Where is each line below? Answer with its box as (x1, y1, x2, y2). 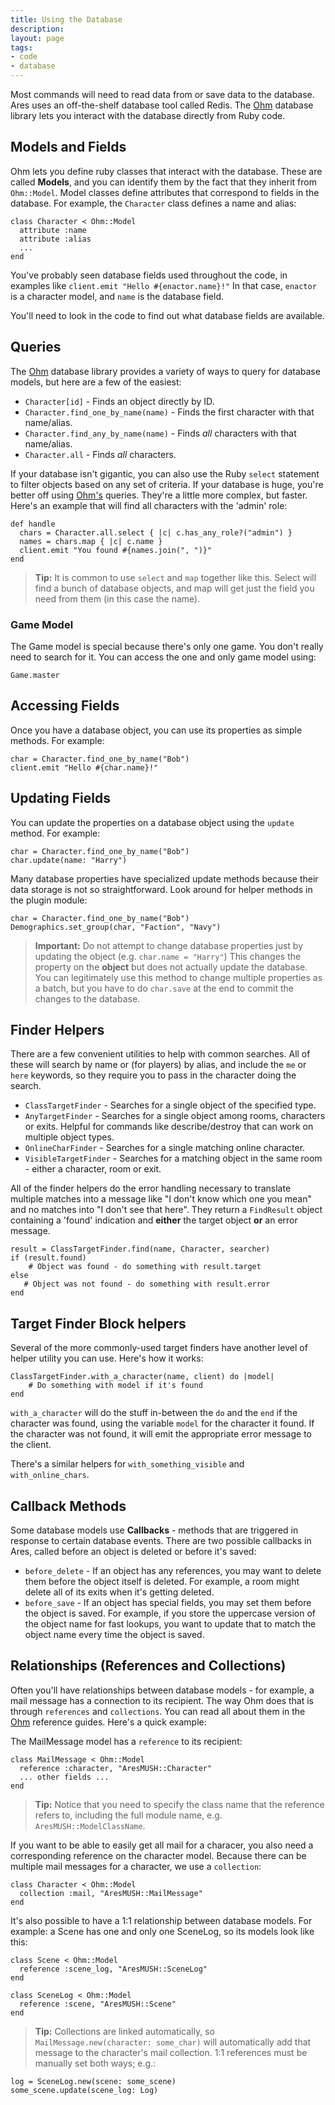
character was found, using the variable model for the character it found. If (10, 1417, 315, 1430)
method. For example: (10, 827, 101, 839)
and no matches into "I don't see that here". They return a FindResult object (10, 1204, 323, 1216)
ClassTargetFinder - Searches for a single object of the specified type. (24, 1099, 317, 1111)
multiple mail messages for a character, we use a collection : (10, 1860, 262, 1872)
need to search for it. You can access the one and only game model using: (10, 651, 317, 663)
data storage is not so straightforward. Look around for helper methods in (10, 883, 313, 895)
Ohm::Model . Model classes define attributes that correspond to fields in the (10, 186, 320, 198)
